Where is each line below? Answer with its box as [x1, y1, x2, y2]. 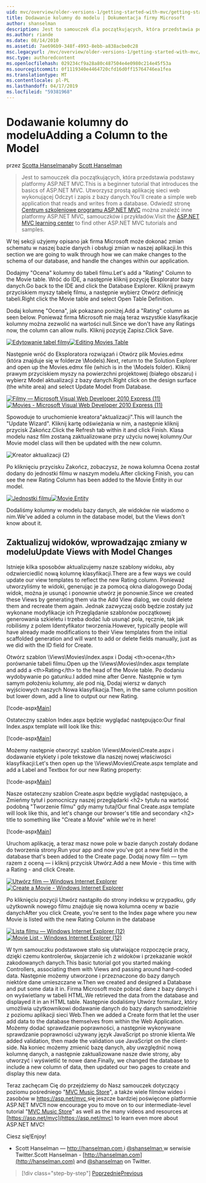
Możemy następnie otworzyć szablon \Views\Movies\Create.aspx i [6, 746, 174, 753]
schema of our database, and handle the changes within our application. [6, 257, 189, 264]
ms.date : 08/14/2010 [6, 37, 59, 44]
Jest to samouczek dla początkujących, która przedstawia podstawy [21, 173, 195, 181]
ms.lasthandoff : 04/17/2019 [6, 83, 78, 90]
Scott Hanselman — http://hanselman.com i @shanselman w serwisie [15, 1144, 191, 1152]
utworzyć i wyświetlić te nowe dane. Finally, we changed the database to [6, 1057, 189, 1064]
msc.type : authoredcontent [6, 55, 75, 61]
